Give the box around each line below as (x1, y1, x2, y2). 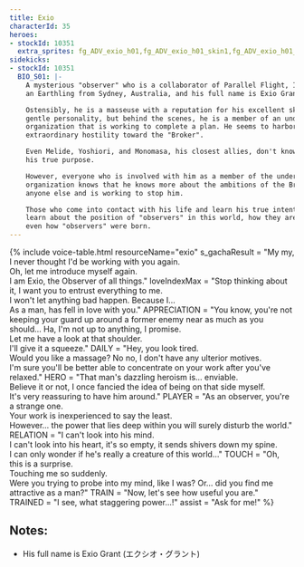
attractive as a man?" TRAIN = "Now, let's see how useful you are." (9, 487, 259, 498)
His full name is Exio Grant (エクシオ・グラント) (22, 548, 201, 559)
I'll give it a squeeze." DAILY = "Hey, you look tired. (9, 343, 199, 353)
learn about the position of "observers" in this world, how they (25, 214, 281, 223)
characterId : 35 (9, 22, 71, 31)
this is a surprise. (9, 458, 74, 469)
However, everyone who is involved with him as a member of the (25, 171, 273, 181)
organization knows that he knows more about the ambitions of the (25, 180, 285, 189)
